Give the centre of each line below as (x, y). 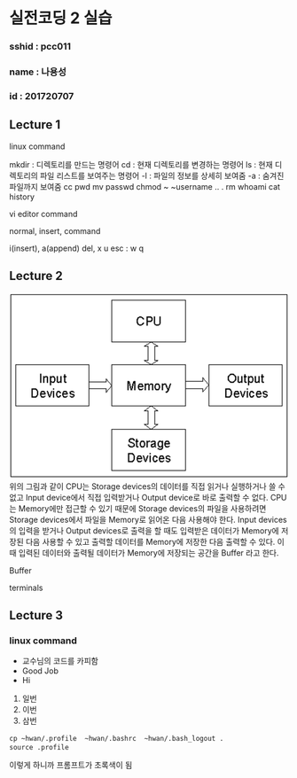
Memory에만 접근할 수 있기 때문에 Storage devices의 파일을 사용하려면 (142, 508)
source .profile (39, 748)
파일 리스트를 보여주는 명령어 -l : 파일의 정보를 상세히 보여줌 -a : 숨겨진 (162, 175)
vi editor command (43, 214)
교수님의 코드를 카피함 (60, 661)
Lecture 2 (36, 276)
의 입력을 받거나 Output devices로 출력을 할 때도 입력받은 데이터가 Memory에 (144, 530)
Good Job (40, 671)
